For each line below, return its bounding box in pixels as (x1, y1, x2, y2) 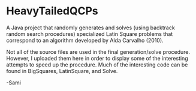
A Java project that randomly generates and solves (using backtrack (6, 24, 175, 31)
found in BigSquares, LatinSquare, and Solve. (6, 67, 118, 74)
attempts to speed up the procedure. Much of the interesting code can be (6, 61, 188, 68)
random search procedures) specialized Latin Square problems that (6, 30, 173, 37)
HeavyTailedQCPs (6, 4, 99, 18)
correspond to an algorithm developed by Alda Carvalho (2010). (6, 37, 164, 44)
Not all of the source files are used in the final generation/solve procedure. (6, 48, 191, 55)
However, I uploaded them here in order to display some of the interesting (6, 54, 188, 62)
